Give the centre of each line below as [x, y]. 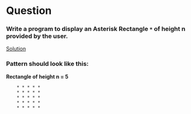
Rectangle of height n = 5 [37, 76]
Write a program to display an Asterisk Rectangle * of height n [96, 29]
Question [29, 11]
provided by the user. [37, 36]
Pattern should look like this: [47, 64]
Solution [16, 49]
